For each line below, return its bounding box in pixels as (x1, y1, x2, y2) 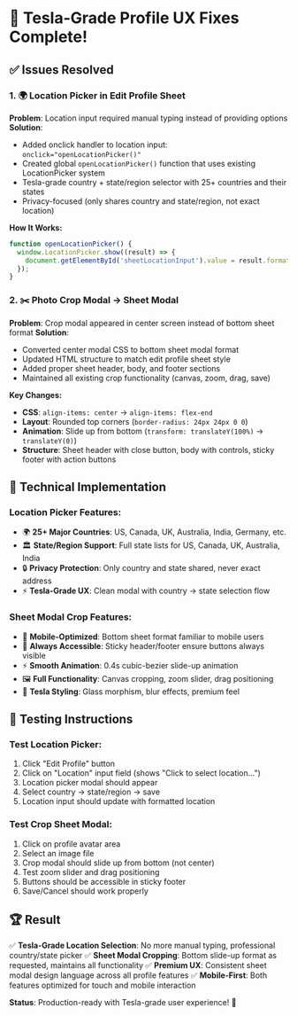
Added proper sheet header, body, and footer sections (21, 363, 221, 373)
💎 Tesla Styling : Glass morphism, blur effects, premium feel (21, 686, 240, 697)
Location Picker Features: (9, 505, 122, 518)
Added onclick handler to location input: (21, 139, 168, 150)
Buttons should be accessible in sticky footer (21, 876, 187, 887)
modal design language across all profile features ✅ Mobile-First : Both (9, 970, 268, 981)
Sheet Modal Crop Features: (9, 611, 133, 623)
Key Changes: (9, 389, 62, 400)
